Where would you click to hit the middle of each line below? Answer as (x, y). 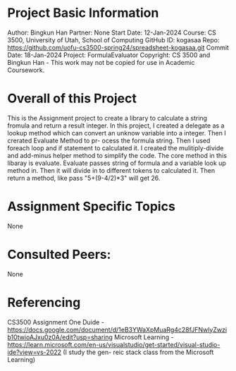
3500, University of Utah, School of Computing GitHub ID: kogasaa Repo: (113, 39)
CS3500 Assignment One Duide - (56, 322)
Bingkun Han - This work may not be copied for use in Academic (101, 62)
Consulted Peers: (59, 255)
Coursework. (26, 70)
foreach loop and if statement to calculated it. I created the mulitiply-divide (116, 148)
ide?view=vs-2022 (35, 352)
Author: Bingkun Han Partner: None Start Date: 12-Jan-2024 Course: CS (112, 32)
